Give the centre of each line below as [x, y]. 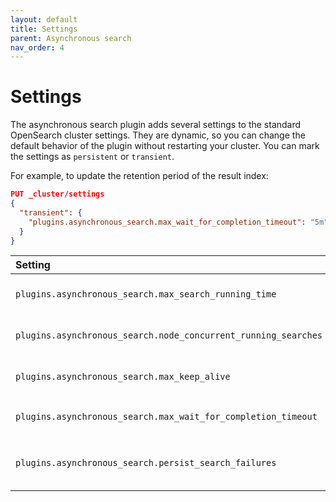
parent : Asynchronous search [71, 38]
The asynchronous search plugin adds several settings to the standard [156, 125]
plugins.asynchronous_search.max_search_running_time [146, 294]
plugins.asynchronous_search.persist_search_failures [146, 463]
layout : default [44, 19]
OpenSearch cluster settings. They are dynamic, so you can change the [158, 135]
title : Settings [44, 29]
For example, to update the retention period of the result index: [139, 176]
